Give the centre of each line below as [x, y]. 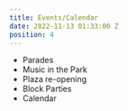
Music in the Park [55, 69]
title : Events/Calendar [54, 18]
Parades [38, 60]
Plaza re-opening [55, 79]
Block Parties [47, 89]
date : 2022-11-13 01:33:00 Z [64, 26]
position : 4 [32, 34]
